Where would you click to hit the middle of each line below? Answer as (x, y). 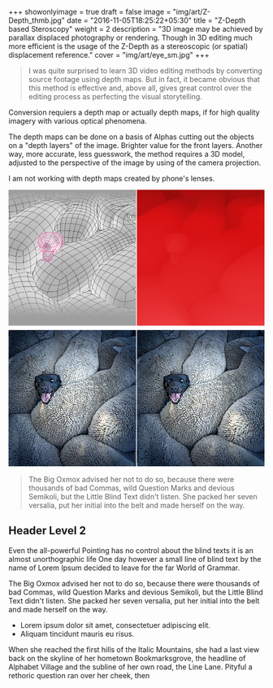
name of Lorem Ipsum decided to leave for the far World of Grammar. (124, 568)
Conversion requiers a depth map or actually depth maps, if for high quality (134, 112)
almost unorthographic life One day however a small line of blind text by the (135, 559)
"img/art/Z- (192, 12)
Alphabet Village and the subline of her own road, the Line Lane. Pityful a (131, 667)
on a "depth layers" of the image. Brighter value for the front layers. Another (136, 145)
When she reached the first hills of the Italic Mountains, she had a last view (134, 649)
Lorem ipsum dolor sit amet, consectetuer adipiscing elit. (115, 625)
